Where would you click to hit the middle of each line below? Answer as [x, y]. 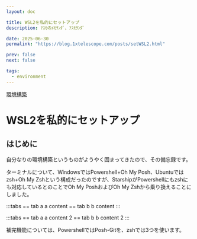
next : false [21, 60]
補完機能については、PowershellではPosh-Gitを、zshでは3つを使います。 [95, 230]
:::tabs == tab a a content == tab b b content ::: [63, 206]
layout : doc [21, 12]
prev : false [21, 55]
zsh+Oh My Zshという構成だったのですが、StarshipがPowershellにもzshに [97, 179]
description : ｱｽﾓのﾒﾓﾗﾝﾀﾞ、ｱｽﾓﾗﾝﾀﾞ [45, 28]
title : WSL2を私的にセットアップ [43, 22]
